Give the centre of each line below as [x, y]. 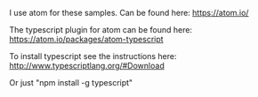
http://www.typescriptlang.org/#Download [87, 66]
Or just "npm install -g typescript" [71, 82]
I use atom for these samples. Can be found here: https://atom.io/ [129, 13]
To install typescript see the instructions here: [93, 56]
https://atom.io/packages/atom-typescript [86, 39]
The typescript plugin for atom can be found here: [101, 30]
